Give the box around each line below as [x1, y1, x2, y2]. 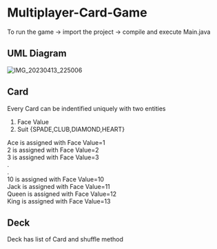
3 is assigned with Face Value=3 [7, 153, 99, 161]
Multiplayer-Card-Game [7, 5, 147, 21]
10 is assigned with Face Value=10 [7, 175, 105, 183]
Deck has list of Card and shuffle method [7, 235, 124, 243]
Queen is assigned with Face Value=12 [7, 190, 117, 198]
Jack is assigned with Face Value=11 [7, 182, 110, 190]
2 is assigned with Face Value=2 [7, 146, 99, 154]
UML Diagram [7, 48, 67, 59]
